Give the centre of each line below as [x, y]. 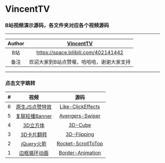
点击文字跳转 [20, 83]
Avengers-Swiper [80, 116]
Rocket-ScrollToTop [80, 143]
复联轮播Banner [34, 116]
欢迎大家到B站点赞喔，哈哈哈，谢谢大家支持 [80, 62]
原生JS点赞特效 [34, 107]
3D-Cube [80, 125]
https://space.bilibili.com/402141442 [80, 53]
